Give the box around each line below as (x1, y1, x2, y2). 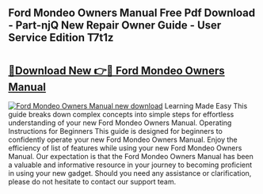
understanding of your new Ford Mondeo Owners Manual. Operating (8, 118, 232, 127)
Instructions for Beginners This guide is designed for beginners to (8, 127, 223, 135)
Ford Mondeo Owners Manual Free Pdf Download (8, 6, 256, 20)
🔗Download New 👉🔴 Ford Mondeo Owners (8, 63, 225, 78)
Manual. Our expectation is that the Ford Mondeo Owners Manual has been (8, 152, 253, 161)
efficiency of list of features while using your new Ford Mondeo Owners (8, 143, 242, 153)
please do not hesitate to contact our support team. (8, 177, 177, 186)
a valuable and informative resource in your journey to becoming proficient (8, 160, 253, 169)
